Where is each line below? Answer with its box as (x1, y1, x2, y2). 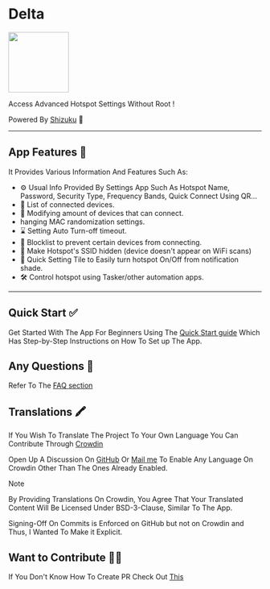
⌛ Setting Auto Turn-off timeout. (19, 226, 127, 235)
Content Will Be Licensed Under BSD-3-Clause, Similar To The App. (8, 503, 233, 512)
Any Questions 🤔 (8, 359, 94, 373)
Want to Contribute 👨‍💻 (8, 550, 123, 564)
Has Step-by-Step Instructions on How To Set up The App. (8, 336, 202, 346)
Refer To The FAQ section (8, 380, 93, 391)
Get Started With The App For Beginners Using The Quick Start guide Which (8, 327, 260, 337)
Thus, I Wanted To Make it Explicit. (8, 527, 123, 537)
